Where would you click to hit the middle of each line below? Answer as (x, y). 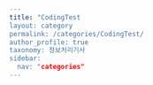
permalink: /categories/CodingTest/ (76, 34)
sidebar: (25, 58)
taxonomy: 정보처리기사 (47, 50)
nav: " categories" (51, 67)
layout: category (41, 26)
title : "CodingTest (45, 17)
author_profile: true (49, 42)
